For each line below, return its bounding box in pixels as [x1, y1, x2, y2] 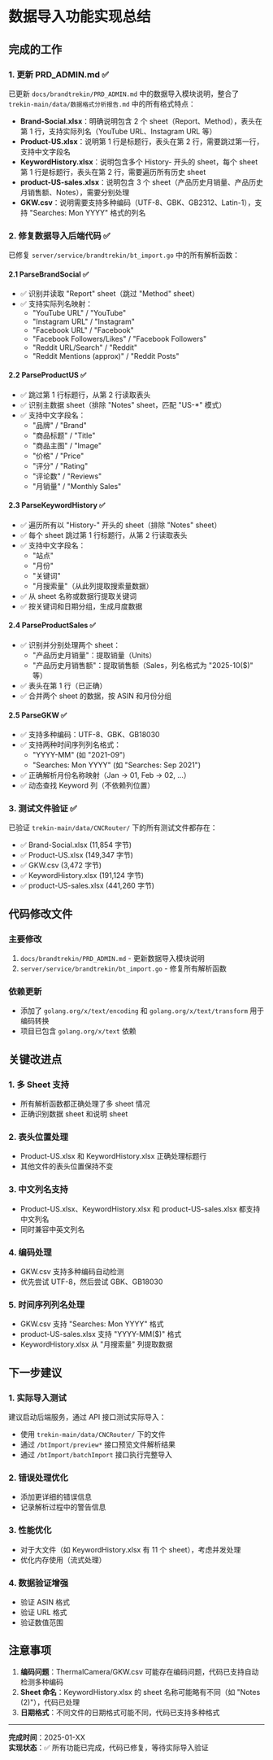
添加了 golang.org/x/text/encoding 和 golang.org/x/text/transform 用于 [19, 1006, 264, 1015]
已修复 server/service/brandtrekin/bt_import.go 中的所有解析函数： [8, 250, 240, 260]
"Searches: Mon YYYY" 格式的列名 [29, 207, 146, 217]
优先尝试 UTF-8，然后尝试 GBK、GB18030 [19, 1277, 163, 1286]
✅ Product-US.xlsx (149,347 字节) [19, 850, 134, 860]
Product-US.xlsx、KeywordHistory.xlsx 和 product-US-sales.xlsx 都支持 [19, 1203, 261, 1213]
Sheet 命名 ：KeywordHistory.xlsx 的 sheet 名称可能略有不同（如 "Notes [19, 1687, 261, 1697]
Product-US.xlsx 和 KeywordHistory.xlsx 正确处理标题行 [19, 1151, 207, 1161]
